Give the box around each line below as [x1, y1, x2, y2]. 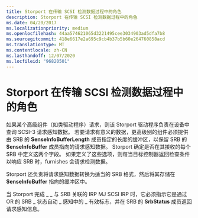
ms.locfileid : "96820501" [6, 58, 70, 64]
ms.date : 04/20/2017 [6, 20, 57, 25]
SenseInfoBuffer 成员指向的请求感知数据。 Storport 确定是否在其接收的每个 [6, 143, 191, 150]
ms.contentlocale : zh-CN [6, 47, 67, 53]
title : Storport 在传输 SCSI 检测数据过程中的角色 [6, 8, 122, 15]
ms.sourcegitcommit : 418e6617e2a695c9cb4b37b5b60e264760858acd [6, 36, 165, 42]
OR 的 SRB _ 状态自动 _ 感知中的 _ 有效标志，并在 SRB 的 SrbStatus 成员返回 [6, 198, 192, 205]
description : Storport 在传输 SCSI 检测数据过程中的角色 [6, 14, 138, 20]
